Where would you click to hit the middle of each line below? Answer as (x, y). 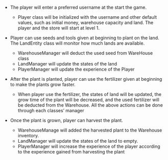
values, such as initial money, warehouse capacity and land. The (86, 23)
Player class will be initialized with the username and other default (87, 17)
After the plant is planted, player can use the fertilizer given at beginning (86, 79)
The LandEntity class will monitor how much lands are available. (77, 43)
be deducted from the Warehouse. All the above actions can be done (90, 105)
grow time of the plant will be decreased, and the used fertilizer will (89, 100)
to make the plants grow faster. (43, 84)
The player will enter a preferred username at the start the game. (78, 7)
